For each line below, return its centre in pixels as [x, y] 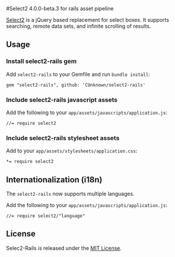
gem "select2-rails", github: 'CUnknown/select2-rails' [76, 85]
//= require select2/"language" [46, 216]
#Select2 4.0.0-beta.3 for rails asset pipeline [60, 9]
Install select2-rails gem [41, 61]
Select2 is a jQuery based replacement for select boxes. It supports [87, 20]
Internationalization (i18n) [54, 180]
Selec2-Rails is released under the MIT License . [64, 248]
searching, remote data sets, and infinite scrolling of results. [79, 26]
